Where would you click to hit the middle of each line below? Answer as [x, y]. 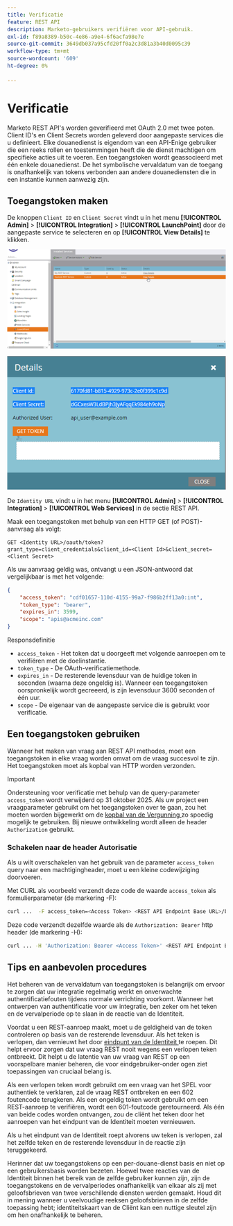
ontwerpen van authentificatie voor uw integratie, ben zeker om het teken [112, 1006]
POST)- [192, 521]
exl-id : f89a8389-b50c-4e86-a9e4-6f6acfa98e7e [76, 37]
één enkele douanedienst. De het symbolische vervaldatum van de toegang [115, 164]
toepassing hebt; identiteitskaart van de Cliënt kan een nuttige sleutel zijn [112, 1207]
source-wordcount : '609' [43, 59]
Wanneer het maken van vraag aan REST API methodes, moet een [102, 751]
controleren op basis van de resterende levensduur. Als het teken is [103, 1035]
